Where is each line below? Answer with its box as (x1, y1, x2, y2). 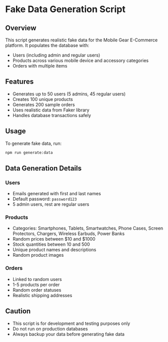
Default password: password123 (12, 196, 77, 202)
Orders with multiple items (12, 63, 68, 69)
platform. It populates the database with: (5, 42, 90, 48)
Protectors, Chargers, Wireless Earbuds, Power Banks (12, 231, 125, 237)
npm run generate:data (5, 150, 53, 155)
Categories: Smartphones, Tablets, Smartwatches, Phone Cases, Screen (12, 225, 163, 232)
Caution (5, 307, 31, 316)
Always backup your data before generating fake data (12, 331, 125, 337)
